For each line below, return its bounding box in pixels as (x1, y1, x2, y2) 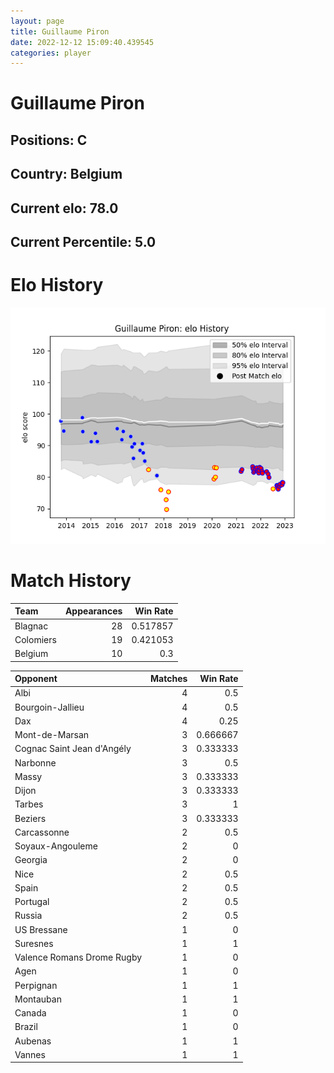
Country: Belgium (10, 166, 123, 183)
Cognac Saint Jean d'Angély (14, 743, 132, 755)
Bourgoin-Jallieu (14, 701, 85, 713)
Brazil (14, 1021, 38, 1033)
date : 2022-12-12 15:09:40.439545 (10, 37, 155, 47)
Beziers (14, 812, 47, 824)
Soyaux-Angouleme (14, 840, 98, 852)
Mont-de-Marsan (14, 729, 90, 741)
